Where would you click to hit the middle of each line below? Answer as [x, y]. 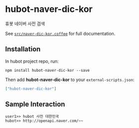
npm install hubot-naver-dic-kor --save [48, 70]
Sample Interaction [35, 104]
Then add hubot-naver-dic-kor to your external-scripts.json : [70, 79]
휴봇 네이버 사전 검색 [25, 23]
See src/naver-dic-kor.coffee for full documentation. [60, 33]
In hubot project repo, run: [32, 61]
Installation [23, 49]
